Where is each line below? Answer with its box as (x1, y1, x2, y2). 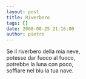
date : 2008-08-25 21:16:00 (6, 25, 74, 32)
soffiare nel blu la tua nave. (6, 67, 74, 74)
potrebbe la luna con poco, (6, 61, 74, 68)
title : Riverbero (6, 14, 50, 21)
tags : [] (6, 20, 28, 26)
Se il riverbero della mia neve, (6, 48, 81, 55)
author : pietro (6, 31, 45, 37)
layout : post (6, 8, 39, 15)
